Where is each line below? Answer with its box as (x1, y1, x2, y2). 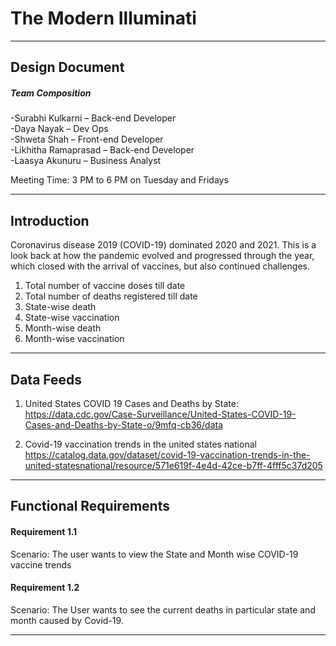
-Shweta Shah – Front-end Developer (10, 133, 164, 146)
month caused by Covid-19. (10, 614, 124, 626)
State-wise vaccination (24, 312, 120, 324)
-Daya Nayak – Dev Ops (10, 123, 109, 135)
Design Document (10, 59, 125, 76)
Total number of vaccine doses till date (24, 280, 186, 292)
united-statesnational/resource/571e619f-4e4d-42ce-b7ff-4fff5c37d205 (24, 459, 323, 471)
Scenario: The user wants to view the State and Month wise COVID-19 (10, 548, 299, 560)
